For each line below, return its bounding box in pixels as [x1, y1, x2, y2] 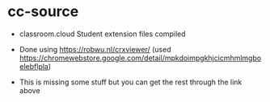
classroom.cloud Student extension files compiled [19, 29, 187, 39]
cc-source [7, 2, 79, 21]
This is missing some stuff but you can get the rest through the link [19, 77, 243, 87]
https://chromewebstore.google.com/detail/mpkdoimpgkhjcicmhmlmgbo [19, 53, 262, 63]
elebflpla [19, 61, 49, 71]
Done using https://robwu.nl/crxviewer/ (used [19, 44, 171, 54]
